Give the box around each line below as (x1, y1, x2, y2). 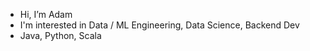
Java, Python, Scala (19, 30, 102, 41)
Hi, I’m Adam (19, 9, 73, 20)
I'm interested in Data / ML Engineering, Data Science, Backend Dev (19, 19, 300, 31)
